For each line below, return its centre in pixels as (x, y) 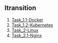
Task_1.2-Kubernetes (32, 25)
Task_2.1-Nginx (27, 35)
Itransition (21, 8)
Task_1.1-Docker (27, 20)
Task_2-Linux (25, 30)
